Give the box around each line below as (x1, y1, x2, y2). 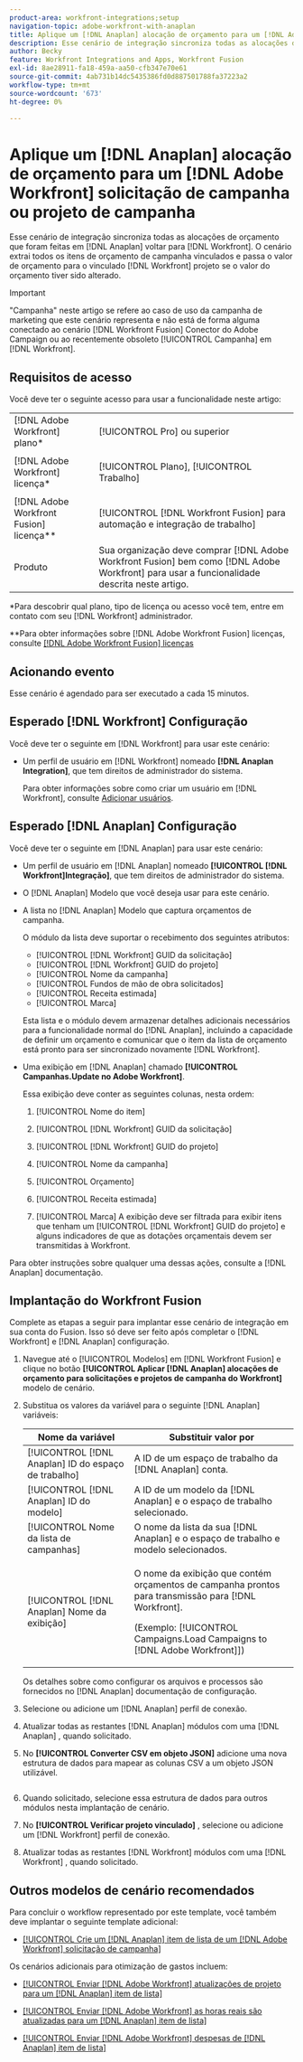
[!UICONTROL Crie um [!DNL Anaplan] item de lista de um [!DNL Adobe (22, 1934, 289, 1944)
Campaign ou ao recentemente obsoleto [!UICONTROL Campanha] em (9, 334, 272, 344)
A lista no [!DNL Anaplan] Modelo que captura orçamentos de (22, 905, 252, 916)
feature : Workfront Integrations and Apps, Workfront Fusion (9, 55, 244, 64)
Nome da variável (37, 1431, 115, 1444)
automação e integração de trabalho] (98, 518, 256, 531)
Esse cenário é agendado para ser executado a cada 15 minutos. (9, 688, 250, 699)
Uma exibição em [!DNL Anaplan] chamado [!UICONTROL (22, 1061, 238, 1072)
